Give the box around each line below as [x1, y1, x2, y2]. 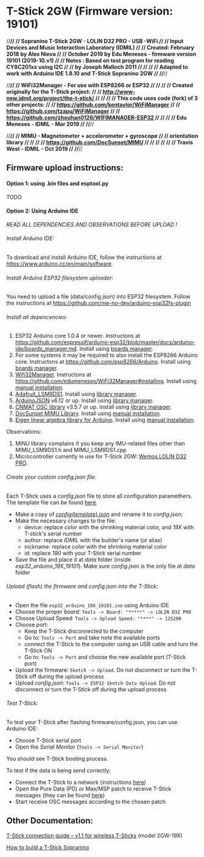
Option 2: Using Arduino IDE [6, 207, 79, 214]
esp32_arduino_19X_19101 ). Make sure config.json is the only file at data [15, 562, 195, 570]
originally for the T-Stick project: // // [6, 88, 102, 95]
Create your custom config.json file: [6, 473, 97, 481]
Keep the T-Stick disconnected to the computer [24, 627, 144, 635]
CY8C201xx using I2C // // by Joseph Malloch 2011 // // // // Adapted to [6, 63, 189, 71]
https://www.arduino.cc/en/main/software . [6, 260, 113, 267]
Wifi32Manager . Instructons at [15, 371, 91, 378]
